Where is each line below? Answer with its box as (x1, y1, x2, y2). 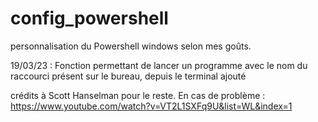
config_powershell (10, 7, 169, 30)
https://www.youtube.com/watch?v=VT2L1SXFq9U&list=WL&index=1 (10, 100, 293, 112)
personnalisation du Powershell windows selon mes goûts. (10, 40, 252, 52)
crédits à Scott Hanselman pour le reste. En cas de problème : (10, 89, 266, 101)
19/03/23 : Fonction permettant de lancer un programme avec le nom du (10, 59, 308, 71)
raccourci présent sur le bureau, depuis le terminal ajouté (10, 70, 247, 82)
